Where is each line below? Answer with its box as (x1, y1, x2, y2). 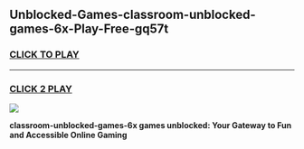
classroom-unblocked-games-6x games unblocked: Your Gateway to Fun (9, 119, 292, 130)
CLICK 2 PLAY (9, 82, 72, 95)
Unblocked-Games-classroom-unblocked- (9, 7, 256, 23)
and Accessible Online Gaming (9, 129, 128, 140)
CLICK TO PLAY (9, 49, 80, 61)
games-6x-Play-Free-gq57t (9, 22, 169, 37)
